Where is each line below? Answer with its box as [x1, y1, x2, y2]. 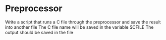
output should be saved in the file [5, 29, 73, 35]
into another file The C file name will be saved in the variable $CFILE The [5, 24, 154, 30]
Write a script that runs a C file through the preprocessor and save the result [5, 19, 161, 25]
